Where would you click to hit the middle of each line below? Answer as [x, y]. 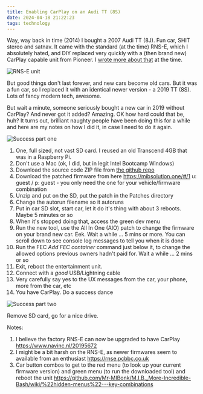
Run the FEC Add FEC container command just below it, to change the [103, 247]
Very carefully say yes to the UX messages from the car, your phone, [101, 279]
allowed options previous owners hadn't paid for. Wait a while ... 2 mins [104, 254]
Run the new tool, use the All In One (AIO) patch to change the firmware [105, 228]
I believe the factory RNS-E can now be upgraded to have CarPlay [98, 339]
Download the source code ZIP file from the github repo [85, 170]
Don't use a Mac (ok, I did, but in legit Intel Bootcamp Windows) [95, 164]
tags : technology [29, 23]
